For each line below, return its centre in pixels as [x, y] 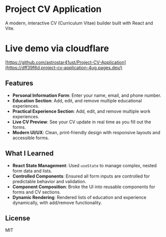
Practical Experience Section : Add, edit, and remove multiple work [81, 111]
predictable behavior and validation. [49, 181]
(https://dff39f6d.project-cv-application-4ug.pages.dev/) [64, 67]
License [18, 218]
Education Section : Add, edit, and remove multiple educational [77, 100]
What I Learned [29, 153]
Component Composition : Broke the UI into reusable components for [84, 187]
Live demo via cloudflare [57, 49]
